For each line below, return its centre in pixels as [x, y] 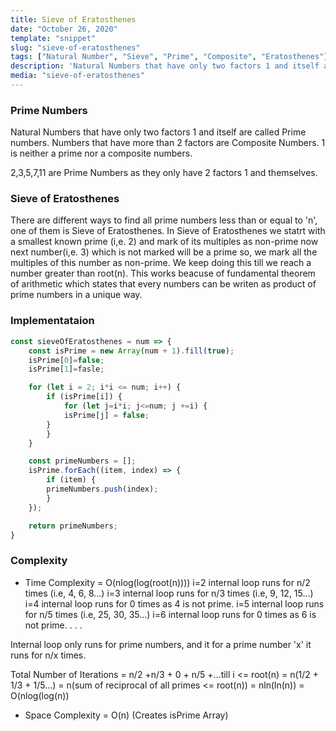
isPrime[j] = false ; [106, 415]
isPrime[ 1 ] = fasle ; [66, 369]
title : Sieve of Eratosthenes [73, 19]
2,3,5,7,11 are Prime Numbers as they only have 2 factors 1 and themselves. [164, 173]
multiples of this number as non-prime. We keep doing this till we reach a [161, 263]
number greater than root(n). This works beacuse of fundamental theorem [163, 273]
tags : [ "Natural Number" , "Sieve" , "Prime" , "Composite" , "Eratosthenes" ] [169, 57]
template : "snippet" [53, 38]
